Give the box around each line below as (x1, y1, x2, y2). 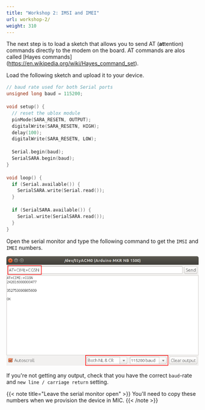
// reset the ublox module (12, 110, 81, 116)
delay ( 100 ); (12, 129, 43, 136)
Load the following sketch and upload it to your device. (6, 72, 145, 79)
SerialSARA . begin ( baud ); (12, 155, 75, 162)
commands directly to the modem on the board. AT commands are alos (6, 47, 185, 54)
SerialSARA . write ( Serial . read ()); (17, 187, 105, 194)
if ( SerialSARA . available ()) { (12, 207, 92, 213)
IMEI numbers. (6, 244, 43, 251)
